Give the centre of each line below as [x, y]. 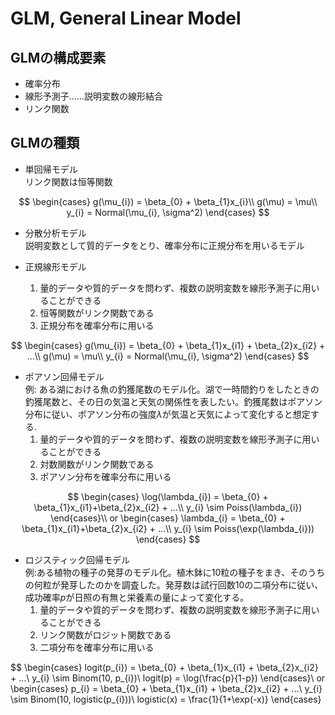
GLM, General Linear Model [126, 18]
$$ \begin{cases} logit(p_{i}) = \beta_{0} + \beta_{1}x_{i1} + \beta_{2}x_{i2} [164, 667]
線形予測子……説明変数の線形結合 [93, 96]
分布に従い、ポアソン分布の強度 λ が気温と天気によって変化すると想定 [167, 414]
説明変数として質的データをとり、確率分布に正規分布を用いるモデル [164, 245]
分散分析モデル [55, 233]
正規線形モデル [55, 266]
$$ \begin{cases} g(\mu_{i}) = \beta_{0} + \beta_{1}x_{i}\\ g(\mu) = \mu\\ [168, 201]
